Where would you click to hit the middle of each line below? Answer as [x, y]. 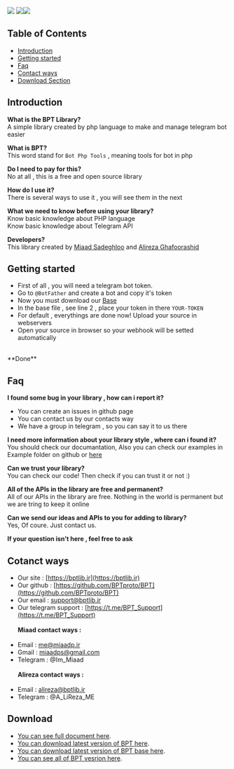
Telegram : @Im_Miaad [50, 660]
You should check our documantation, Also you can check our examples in [115, 447]
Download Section [44, 80]
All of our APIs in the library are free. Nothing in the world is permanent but [115, 497]
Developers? [26, 239]
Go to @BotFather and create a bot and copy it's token [95, 293]
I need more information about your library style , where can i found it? [112, 440]
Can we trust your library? [46, 468]
